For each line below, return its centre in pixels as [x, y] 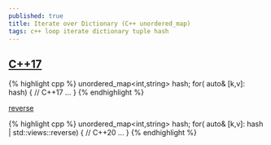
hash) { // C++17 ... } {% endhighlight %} [76, 92]
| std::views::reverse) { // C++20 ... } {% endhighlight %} [103, 133]
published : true [36, 16]
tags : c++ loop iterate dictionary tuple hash [89, 31]
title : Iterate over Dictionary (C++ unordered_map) [100, 24]
